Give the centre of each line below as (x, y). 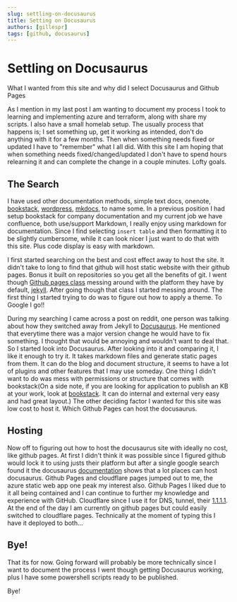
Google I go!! (26, 305)
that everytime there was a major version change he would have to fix (109, 334)
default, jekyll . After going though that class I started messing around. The (115, 290)
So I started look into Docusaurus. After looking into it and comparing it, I (113, 348)
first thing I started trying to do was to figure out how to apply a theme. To (115, 297)
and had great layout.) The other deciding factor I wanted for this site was (114, 401)
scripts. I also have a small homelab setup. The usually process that (105, 124)
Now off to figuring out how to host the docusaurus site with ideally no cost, (117, 448)
